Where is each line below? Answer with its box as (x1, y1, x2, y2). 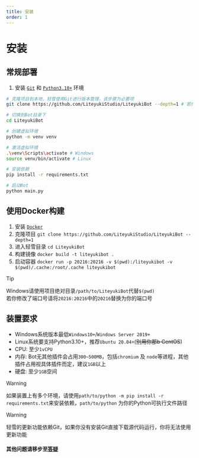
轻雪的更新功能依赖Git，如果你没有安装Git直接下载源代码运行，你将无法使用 (6, 423, 191, 431)
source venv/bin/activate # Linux (6, 156, 92, 162)
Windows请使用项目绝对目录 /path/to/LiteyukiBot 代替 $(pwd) (6, 287, 155, 294)
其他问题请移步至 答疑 (6, 446, 58, 453)
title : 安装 (6, 8, 34, 15)
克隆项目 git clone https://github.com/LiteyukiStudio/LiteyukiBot (14, 230, 184, 238)
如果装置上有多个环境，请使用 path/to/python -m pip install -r (6, 391, 164, 399)
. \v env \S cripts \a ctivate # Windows (6, 150, 94, 156)
